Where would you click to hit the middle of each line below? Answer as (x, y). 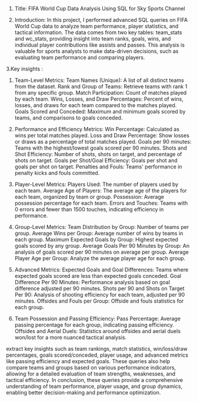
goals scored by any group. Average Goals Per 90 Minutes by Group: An (102, 246)
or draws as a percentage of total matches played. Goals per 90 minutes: (103, 142)
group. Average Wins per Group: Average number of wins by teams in (99, 233)
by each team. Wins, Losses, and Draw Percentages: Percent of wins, (99, 99)
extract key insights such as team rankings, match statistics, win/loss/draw (97, 349)
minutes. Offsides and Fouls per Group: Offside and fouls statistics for (99, 301)
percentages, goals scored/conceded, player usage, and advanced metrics (97, 355)
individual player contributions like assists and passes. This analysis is (100, 45)
